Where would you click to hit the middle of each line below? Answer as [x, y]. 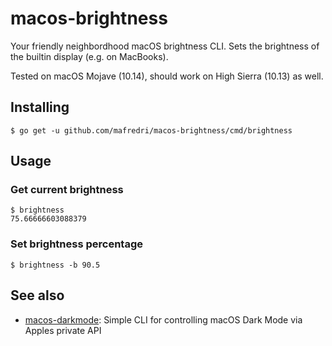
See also [37, 295]
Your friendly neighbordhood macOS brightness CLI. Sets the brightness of [165, 46]
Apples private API [63, 330]
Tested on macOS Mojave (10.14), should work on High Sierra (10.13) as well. [167, 76]
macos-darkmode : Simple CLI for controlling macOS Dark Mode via [163, 319]
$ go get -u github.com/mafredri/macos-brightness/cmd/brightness [151, 130]
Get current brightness [67, 190]
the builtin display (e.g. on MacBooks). [89, 56]
